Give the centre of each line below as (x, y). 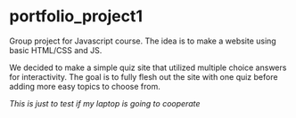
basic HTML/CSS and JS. (56, 50)
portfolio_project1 (76, 16)
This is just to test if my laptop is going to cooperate (105, 103)
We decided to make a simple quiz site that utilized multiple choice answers (148, 67)
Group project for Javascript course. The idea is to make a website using (143, 41)
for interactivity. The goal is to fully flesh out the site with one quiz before (144, 76)
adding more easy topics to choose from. (85, 86)
